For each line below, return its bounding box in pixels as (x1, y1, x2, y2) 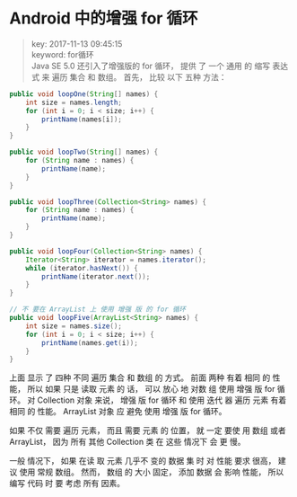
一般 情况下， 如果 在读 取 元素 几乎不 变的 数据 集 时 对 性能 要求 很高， (9, 456, 276, 466)
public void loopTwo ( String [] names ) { (9, 147, 159, 157)
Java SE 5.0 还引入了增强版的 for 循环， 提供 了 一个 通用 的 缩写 (31, 60, 271, 71)
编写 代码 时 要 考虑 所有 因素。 (9, 478, 126, 489)
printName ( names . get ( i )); (41, 338, 139, 347)
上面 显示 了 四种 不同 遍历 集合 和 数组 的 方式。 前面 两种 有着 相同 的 (9, 372, 271, 383)
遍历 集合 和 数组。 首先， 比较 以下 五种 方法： (51, 71, 227, 82)
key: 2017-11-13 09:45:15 (31, 38, 123, 49)
